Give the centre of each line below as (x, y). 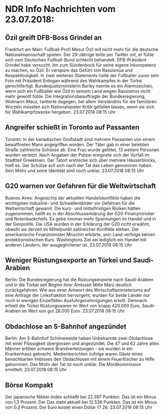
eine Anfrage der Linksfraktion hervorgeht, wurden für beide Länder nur (78, 295)
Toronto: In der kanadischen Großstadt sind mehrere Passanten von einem (80, 139)
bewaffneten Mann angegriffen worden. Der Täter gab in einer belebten (77, 144)
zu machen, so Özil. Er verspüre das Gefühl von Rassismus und (69, 70)
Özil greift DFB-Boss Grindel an (53, 38)
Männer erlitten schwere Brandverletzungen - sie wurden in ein (69, 349)
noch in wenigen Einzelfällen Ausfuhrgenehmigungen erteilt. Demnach (76, 301)
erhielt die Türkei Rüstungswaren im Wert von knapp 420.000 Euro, (73, 306)
